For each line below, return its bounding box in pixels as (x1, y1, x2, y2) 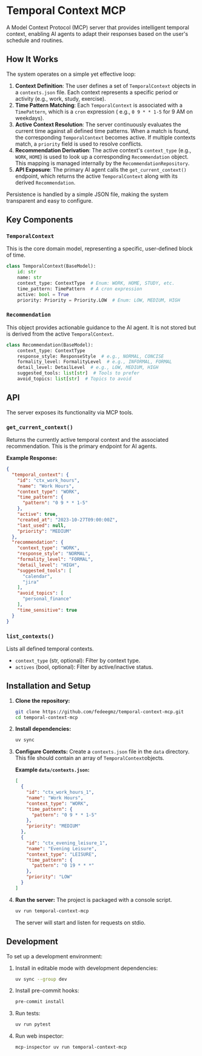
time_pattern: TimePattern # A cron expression (17, 286, 143, 292)
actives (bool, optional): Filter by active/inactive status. (15, 663, 153, 671)
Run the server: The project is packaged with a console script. (15, 896, 172, 903)
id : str (17, 269, 36, 275)
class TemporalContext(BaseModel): (6, 263, 96, 269)
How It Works (6, 54, 59, 64)
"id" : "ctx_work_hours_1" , (26, 790, 95, 796)
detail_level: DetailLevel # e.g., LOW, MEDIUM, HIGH (17, 365, 159, 371)
